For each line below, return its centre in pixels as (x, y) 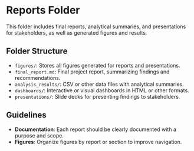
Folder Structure (37, 51)
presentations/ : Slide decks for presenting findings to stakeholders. (97, 96)
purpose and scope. (39, 135)
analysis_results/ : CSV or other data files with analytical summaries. (99, 84)
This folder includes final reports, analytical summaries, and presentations (96, 26)
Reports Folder (43, 10)
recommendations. (37, 78)
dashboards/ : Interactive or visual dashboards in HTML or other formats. (102, 90)
